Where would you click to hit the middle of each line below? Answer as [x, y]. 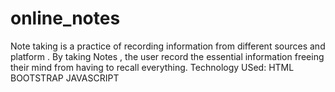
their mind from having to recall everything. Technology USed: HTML [152, 67]
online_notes [65, 18]
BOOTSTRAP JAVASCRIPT [65, 78]
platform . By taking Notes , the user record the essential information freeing [167, 56]
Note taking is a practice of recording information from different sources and [168, 46]
